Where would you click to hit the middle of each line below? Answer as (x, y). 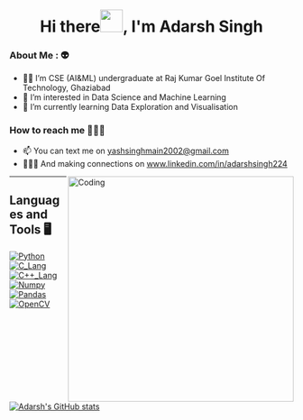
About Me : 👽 (39, 56)
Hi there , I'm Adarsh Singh (151, 27)
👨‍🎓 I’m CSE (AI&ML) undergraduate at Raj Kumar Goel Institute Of (144, 78)
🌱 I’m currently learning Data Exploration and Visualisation (130, 107)
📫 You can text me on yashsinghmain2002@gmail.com (126, 151)
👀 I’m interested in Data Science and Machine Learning (124, 97)
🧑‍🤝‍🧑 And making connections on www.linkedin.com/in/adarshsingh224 (155, 163)
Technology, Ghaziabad (66, 88)
